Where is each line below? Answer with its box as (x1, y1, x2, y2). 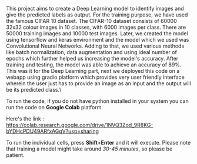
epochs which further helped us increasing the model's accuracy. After (6, 55, 179, 62)
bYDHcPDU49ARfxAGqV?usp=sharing (6, 128, 99, 135)
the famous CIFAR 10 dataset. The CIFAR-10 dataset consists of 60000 (6, 18, 178, 24)
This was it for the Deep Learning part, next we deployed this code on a (6, 68, 180, 74)
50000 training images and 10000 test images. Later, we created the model (6, 30, 188, 37)
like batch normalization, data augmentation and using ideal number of (6, 49, 178, 55)
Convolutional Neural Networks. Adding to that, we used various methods (6, 42, 185, 49)
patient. (6, 152, 25, 158)
